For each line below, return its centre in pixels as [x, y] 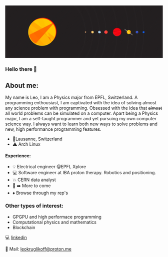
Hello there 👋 [21, 69]
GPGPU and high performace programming [57, 217]
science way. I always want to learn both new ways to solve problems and [81, 124]
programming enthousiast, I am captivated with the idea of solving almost [81, 103]
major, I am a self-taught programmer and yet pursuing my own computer [81, 119]
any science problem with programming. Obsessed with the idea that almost [84, 108]
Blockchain [24, 227]
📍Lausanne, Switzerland [37, 139]
